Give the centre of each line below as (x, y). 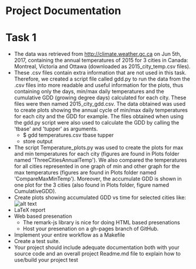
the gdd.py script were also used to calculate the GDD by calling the (97, 123)
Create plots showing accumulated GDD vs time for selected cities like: (100, 197)
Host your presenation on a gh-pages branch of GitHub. (91, 229)
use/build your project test (46, 260)
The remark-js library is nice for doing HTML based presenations (101, 223)
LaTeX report (30, 210)
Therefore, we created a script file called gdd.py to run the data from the (102, 79)
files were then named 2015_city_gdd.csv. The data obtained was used (100, 104)
